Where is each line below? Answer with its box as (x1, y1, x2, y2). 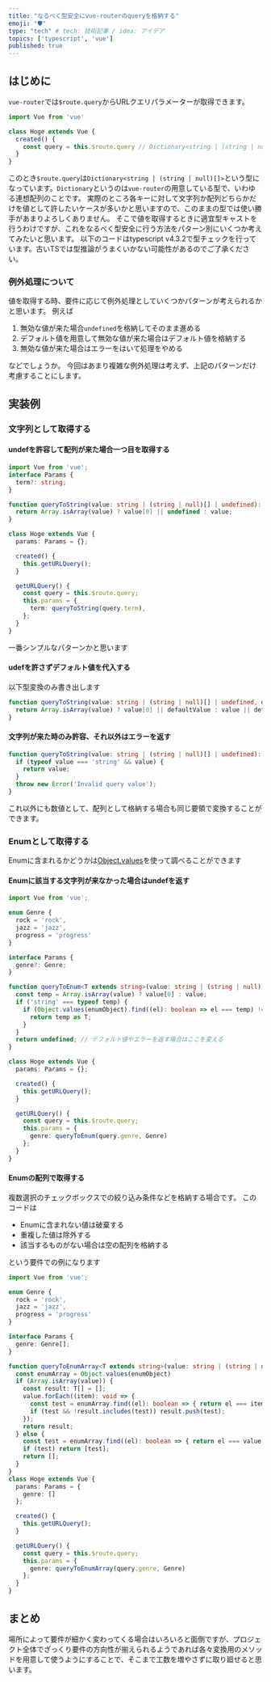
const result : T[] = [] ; (23, 1384, 106, 1393)
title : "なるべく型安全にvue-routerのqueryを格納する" (8, 11, 180, 20)
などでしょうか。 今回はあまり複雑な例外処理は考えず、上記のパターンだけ (8, 361, 256, 370)
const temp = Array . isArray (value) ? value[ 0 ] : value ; (15, 991, 207, 999)
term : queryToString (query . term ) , (29, 604, 147, 613)
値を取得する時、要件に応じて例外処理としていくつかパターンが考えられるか (8, 296, 262, 306)
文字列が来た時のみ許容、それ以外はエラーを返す (8, 732, 171, 742)
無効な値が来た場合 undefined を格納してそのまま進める (19, 323, 202, 333)
